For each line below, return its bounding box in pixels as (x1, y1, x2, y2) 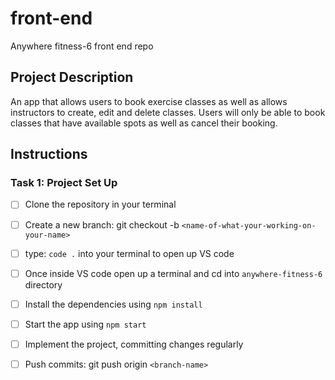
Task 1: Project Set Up (10, 176, 118, 190)
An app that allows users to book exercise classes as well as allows (10, 95, 288, 107)
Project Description (10, 69, 134, 86)
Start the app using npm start (24, 318, 147, 330)
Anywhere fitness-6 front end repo (10, 40, 154, 52)
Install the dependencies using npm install (24, 298, 203, 310)
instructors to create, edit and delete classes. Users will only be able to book (10, 106, 326, 118)
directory (24, 278, 63, 291)
